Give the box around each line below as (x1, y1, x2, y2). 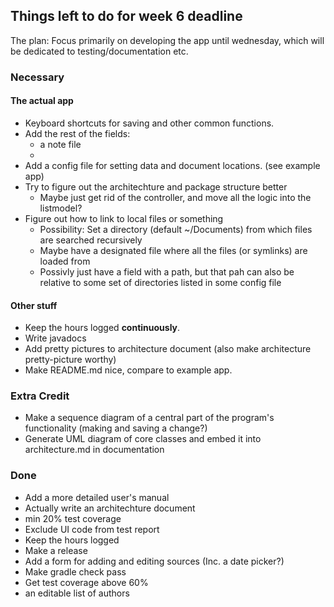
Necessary (10, 70, 65, 84)
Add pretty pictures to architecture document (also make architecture (24, 343, 312, 355)
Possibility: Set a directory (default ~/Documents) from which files (39, 223, 313, 235)
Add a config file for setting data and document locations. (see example (24, 159, 321, 171)
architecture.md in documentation (24, 444, 165, 456)
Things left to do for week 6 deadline (10, 8, 243, 25)
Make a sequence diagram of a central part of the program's (24, 412, 275, 424)
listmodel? (39, 202, 83, 214)
